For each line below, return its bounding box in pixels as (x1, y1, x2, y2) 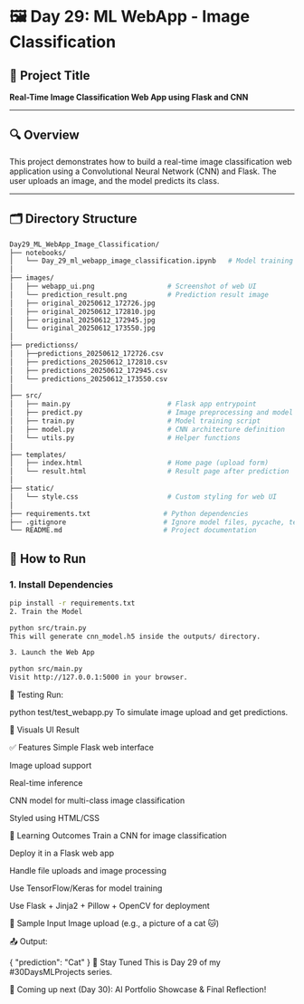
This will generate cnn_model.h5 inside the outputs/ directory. (9, 632, 261, 641)
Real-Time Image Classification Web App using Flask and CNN (9, 91, 249, 102)
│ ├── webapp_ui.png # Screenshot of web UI (9, 282, 257, 291)
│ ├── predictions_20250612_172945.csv (9, 366, 168, 375)
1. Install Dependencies (9, 578, 114, 590)
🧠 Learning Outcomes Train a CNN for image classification (9, 830, 227, 841)
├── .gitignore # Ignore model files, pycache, (9, 517, 285, 527)
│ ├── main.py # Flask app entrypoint (9, 399, 257, 409)
